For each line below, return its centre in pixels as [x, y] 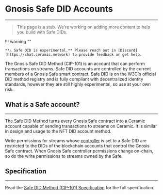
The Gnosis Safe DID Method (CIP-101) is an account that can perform [75, 64]
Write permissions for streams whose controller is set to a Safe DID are [76, 140]
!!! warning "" [18, 41]
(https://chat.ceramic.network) [38, 54]
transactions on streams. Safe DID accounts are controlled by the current [78, 68]
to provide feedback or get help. [107, 54]
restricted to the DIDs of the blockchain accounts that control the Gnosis [77, 146]
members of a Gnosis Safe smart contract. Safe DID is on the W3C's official [81, 74]
